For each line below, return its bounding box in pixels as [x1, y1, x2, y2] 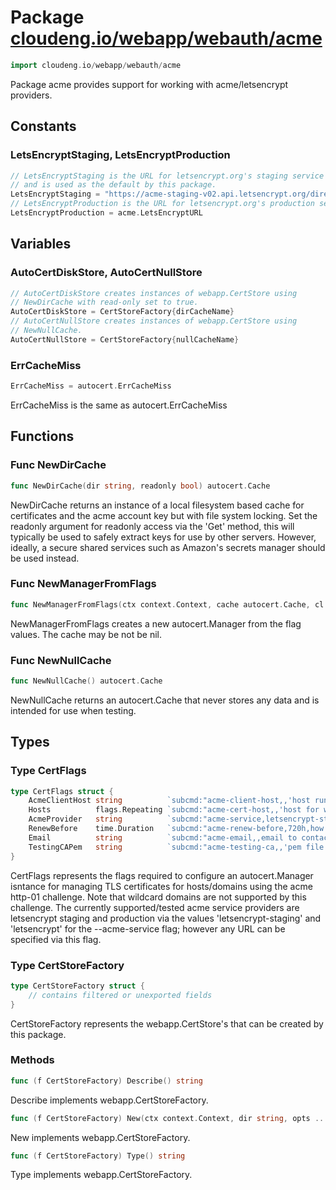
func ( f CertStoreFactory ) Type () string [10, 1151, 186, 1161]
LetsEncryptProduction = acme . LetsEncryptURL [10, 208, 203, 218]
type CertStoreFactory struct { [10, 981, 145, 991]
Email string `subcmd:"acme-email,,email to [28, 832, 298, 843]
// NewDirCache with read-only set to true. [10, 297, 199, 308]
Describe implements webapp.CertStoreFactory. [10, 1094, 209, 1106]
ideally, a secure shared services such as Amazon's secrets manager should [10, 541, 326, 553]
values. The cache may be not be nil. [10, 628, 162, 640]
